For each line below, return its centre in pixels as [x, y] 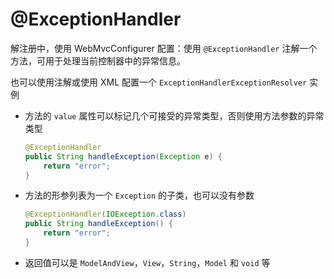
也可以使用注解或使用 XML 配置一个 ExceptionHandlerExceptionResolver [159, 82]
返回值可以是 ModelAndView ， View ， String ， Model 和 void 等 [147, 262]
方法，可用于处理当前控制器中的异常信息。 [98, 60]
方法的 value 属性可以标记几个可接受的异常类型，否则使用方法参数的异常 [174, 115]
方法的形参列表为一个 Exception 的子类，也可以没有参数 [139, 195]
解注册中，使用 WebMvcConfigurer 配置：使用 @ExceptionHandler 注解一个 [164, 48]
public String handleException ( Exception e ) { [123, 156]
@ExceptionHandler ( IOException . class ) [105, 214]
